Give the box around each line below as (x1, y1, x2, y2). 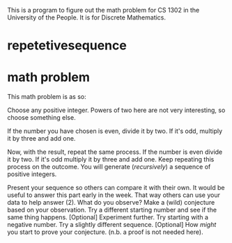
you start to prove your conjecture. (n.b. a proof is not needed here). (7, 228, 203, 236)
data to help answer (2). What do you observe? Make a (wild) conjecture (7, 198, 215, 207)
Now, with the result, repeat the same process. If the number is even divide (7, 148, 223, 156)
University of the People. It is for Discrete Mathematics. (7, 13, 166, 22)
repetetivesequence (7, 38, 127, 54)
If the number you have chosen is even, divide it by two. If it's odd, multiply (7, 127, 223, 135)
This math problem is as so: (7, 93, 87, 101)
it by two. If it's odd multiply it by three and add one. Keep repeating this (7, 155, 215, 164)
